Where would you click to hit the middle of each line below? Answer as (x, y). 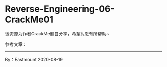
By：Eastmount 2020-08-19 (34, 59)
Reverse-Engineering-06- (60, 9)
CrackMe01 (29, 19)
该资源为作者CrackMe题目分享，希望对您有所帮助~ (57, 33)
